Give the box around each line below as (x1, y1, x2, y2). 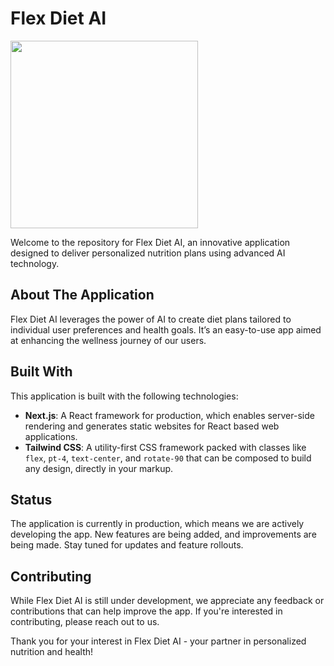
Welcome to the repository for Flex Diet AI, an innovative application (10, 236, 291, 248)
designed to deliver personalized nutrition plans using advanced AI (10, 247, 286, 259)
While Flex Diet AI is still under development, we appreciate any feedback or (10, 595, 325, 607)
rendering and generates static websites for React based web (24, 420, 280, 432)
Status (10, 491, 53, 508)
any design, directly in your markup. (24, 462, 174, 474)
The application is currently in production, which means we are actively (10, 518, 305, 530)
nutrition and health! (10, 646, 94, 658)
